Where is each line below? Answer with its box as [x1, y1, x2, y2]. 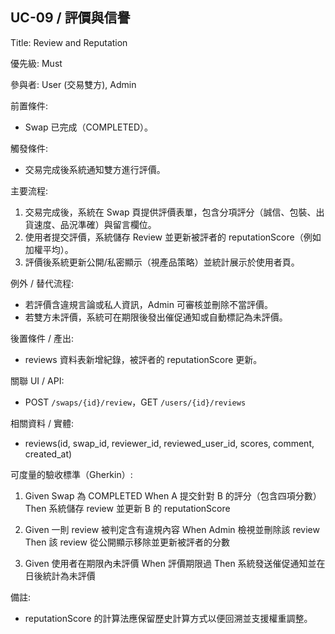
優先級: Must [10, 57, 63, 69]
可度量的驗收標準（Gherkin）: [10, 468, 133, 480]
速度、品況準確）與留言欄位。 [33, 218, 157, 230]
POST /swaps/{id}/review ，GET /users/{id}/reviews [24, 396, 247, 408]
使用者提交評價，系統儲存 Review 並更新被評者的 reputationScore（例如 [24, 231, 322, 243]
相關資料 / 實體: [10, 417, 74, 429]
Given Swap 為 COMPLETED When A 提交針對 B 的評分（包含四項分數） [24, 489, 322, 502]
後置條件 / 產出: [10, 332, 74, 344]
